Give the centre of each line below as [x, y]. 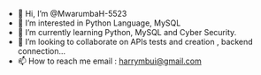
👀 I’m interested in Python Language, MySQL [99, 23]
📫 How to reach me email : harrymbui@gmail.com [109, 61]
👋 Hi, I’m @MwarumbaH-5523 [72, 14]
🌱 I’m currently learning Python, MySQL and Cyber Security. [127, 32]
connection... [42, 51]
